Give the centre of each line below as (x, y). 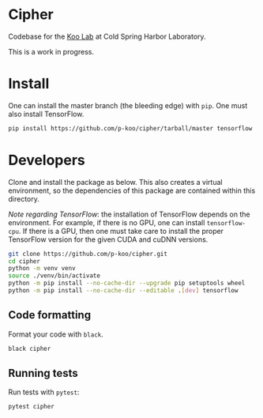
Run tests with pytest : (44, 392)
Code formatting (50, 315)
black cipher (30, 348)
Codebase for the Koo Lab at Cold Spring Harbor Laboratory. (107, 36)
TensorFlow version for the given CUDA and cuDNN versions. (108, 239)
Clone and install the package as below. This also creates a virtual (115, 182)
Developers (47, 160)
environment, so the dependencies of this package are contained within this (132, 190)
